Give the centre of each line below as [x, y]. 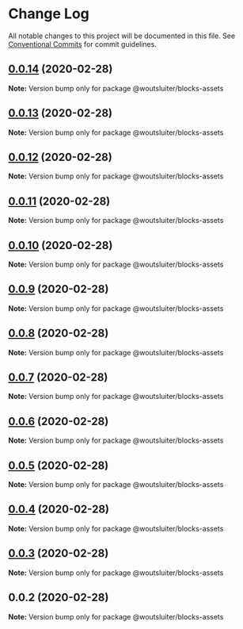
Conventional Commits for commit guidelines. [82, 44]
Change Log [49, 14]
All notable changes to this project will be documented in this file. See [122, 36]
